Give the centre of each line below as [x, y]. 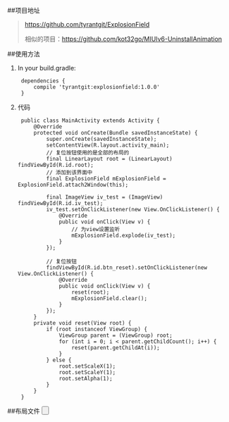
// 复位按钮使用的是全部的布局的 [88, 153]
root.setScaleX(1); [87, 366]
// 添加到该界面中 [69, 173]
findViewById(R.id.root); [55, 165]
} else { [59, 360]
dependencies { [43, 81]
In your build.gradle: [47, 68]
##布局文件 [24, 411]
